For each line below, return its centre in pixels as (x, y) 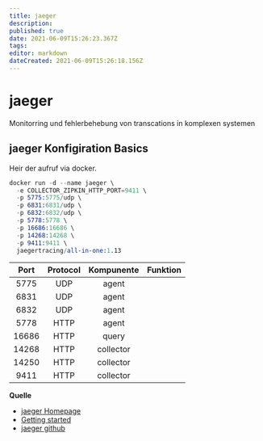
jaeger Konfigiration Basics (79, 149)
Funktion (165, 270)
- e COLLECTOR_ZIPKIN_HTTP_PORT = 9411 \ (82, 191)
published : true (36, 31)
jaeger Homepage (51, 411)
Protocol (64, 270)
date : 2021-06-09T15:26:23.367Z (63, 38)
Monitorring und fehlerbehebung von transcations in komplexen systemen (132, 123)
